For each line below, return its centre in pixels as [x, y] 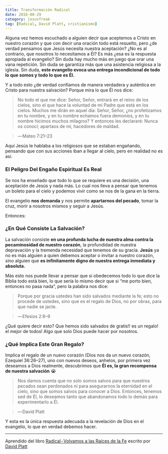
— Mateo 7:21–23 [35, 136]
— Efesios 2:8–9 [34, 316]
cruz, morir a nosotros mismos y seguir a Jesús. [55, 206]
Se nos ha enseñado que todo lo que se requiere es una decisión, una [77, 180]
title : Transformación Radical [38, 10]
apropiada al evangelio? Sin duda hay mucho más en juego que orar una [79, 59]
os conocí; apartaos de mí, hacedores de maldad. [68, 126]
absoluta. [15, 266]
